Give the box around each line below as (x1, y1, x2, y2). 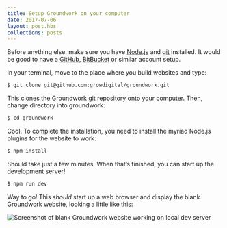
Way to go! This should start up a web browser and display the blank (7, 192, 200, 201)
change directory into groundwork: (7, 101, 105, 110)
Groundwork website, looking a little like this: (7, 200, 133, 208)
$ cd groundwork (7, 114, 53, 122)
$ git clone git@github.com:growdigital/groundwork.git (7, 81, 170, 89)
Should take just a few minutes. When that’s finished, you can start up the (7, 160, 214, 168)
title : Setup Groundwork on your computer (7, 10, 130, 17)
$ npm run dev (7, 180, 48, 187)
